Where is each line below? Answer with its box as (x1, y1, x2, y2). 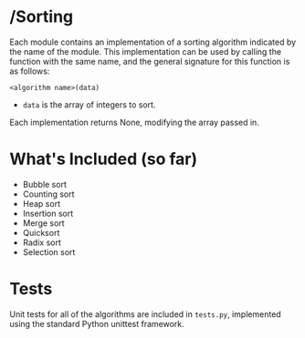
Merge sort (22, 217, 66, 229)
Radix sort (22, 237, 61, 248)
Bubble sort (22, 179, 67, 189)
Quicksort (22, 227, 60, 238)
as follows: (9, 66, 50, 77)
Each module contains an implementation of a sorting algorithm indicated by (9, 36, 297, 47)
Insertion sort (22, 208, 74, 219)
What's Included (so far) (9, 149, 198, 169)
